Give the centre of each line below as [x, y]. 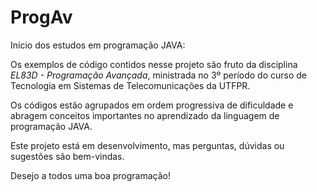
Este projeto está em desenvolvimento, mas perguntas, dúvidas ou [147, 145]
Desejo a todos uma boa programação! [90, 175]
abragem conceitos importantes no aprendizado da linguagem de [145, 115]
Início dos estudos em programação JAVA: [98, 45]
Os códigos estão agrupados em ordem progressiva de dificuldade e [152, 105]
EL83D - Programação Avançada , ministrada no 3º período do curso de [158, 75]
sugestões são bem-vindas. [67, 156]
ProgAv [41, 17]
